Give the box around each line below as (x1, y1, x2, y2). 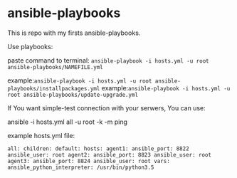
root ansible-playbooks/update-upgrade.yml (7, 91, 139, 98)
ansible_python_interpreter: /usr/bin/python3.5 (7, 164, 154, 171)
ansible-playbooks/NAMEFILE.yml (7, 63, 103, 70)
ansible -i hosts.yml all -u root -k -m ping (7, 117, 128, 126)
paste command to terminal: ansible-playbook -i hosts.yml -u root (7, 56, 209, 65)
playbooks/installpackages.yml (7, 85, 100, 92)
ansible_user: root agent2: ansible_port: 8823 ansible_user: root (7, 151, 212, 158)
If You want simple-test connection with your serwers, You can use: (7, 103, 206, 112)
